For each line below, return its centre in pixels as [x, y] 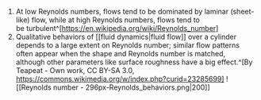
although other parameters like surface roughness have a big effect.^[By [134, 62]
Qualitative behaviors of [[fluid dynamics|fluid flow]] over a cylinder [126, 37]
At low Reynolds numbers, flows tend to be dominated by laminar [122, 12]
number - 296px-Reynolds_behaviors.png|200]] [131, 87]
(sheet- [242, 12]
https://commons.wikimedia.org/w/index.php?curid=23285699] [120, 79]
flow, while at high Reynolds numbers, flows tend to [115, 20]
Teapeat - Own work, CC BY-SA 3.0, [75, 70]
